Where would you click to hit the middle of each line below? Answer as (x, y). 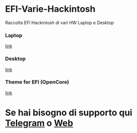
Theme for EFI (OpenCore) (37, 82)
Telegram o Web (39, 123)
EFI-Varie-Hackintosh (50, 9)
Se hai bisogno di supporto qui (69, 113)
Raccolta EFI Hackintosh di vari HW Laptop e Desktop (60, 23)
